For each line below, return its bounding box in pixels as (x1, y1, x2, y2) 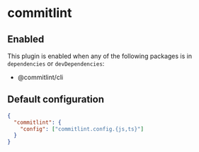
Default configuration (7, 93, 105, 105)
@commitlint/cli (17, 73, 64, 81)
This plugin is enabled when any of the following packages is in (7, 52, 193, 60)
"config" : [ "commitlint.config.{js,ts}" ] (20, 125, 144, 132)
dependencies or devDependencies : (7, 59, 105, 68)
